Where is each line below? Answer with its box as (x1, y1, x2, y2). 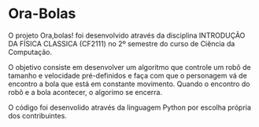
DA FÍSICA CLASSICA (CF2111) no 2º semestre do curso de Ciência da (8, 38, 235, 48)
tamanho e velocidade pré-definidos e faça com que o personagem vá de (8, 71, 248, 80)
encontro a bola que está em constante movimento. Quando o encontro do (8, 79, 250, 89)
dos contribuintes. (8, 111, 67, 120)
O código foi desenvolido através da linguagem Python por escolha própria (8, 103, 252, 112)
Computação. (8, 47, 53, 56)
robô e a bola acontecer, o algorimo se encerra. (8, 87, 163, 96)
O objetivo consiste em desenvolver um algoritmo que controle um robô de (8, 62, 251, 71)
